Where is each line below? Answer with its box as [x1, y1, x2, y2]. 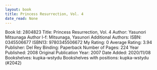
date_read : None [5, 16, 38, 21]
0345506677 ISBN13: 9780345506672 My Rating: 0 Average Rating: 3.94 [5, 40, 152, 45]
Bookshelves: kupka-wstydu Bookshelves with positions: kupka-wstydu [5, 55, 149, 61]
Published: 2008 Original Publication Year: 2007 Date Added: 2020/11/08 [5, 50, 151, 56]
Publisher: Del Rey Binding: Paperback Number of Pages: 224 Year [5, 44, 139, 51]
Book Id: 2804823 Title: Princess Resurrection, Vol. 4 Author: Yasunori [5, 29, 146, 35]
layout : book [5, 7, 32, 12]
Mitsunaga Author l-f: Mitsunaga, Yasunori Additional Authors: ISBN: [5, 34, 142, 40]
